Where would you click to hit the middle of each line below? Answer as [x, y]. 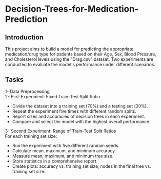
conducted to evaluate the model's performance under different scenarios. [80, 64]
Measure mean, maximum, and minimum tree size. [63, 156]
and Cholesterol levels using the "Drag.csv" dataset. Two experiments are [79, 59]
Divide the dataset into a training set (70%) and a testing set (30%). [80, 106]
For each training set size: [31, 136]
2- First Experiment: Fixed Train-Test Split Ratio [52, 96]
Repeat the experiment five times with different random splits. [74, 111]
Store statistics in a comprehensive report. [55, 161]
